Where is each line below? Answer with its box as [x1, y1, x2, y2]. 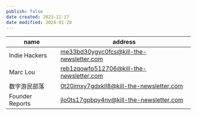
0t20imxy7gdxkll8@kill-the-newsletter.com [60, 82, 184, 90]
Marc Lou [9, 68, 35, 76]
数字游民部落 [9, 82, 45, 90]
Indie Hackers [9, 51, 47, 60]
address [112, 38, 136, 46]
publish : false [6, 8, 43, 15]
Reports [9, 100, 31, 108]
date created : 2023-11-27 [6, 14, 69, 20]
